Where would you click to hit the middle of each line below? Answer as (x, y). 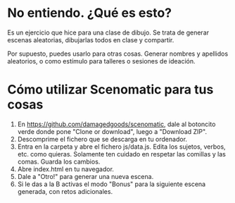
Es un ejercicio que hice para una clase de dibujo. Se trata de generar (108, 32)
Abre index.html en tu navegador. (66, 169)
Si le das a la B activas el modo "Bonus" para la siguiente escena (112, 184)
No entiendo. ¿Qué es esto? (90, 13)
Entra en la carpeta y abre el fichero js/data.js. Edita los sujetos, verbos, (122, 147)
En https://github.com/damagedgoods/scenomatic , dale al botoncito (116, 124)
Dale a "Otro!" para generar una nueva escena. (85, 176)
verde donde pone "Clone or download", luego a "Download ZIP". (112, 131)
